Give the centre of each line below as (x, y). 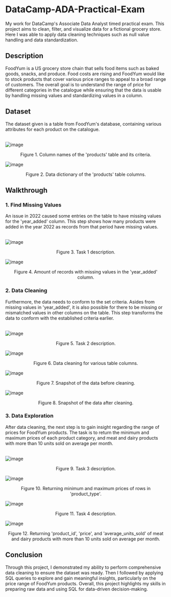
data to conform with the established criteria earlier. (60, 318)
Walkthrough (26, 190)
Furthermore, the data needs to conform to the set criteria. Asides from (80, 302)
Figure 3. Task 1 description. (86, 252)
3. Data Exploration (29, 416)
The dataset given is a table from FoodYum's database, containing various (83, 124)
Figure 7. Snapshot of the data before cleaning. (86, 383)
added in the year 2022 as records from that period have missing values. (82, 227)
